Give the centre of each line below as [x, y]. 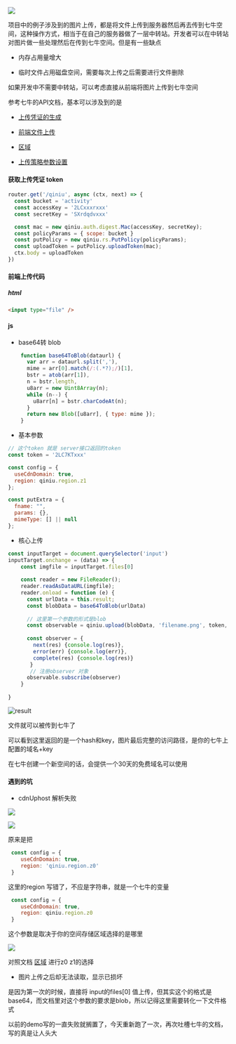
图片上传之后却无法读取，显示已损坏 [70, 977]
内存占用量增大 [40, 57]
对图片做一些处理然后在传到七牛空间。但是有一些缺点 [85, 43]
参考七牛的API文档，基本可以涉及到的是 [65, 102]
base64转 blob [40, 342]
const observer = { [55, 639]
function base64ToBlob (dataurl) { [71, 355]
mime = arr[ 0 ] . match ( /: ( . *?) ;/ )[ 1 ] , [80, 369]
